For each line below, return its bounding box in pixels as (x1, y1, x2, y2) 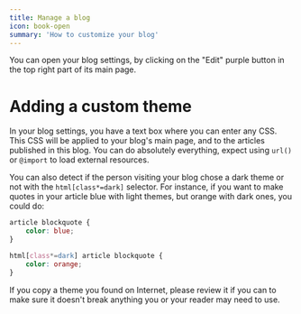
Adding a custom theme (9, 96, 192, 116)
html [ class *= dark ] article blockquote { (9, 251, 164, 260)
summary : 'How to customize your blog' (9, 30, 160, 39)
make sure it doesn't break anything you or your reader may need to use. (9, 294, 281, 305)
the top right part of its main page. (9, 64, 137, 75)
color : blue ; (25, 226, 75, 235)
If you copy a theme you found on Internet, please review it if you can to (9, 284, 277, 295)
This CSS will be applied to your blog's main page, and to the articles (9, 135, 266, 146)
